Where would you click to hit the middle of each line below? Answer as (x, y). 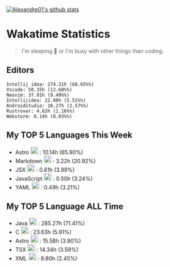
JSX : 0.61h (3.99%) (45, 170)
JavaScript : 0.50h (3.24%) (54, 178)
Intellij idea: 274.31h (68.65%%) (50, 84)
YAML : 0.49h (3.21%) (47, 187)
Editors (20, 70)
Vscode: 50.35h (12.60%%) (39, 90)
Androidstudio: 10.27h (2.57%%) (47, 106)
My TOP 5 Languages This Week (69, 135)
